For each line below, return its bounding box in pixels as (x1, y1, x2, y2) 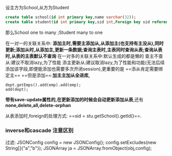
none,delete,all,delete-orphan (5, 102, 71, 108)
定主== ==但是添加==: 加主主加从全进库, (5, 72, 91, 78)
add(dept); (5, 86, 29, 92)
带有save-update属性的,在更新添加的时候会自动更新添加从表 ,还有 (5, 96, 144, 102)
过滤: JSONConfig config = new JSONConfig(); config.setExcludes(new (5, 140, 157, 146)
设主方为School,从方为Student (5, 5, 69, 10)
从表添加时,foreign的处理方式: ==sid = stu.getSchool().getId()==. (5, 113, 142, 119)
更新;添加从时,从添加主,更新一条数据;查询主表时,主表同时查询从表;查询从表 (5, 47, 163, 53)
